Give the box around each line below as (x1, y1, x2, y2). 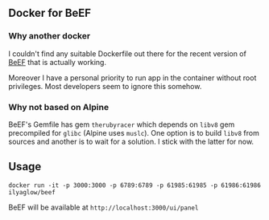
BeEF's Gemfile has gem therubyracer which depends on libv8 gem (8, 120, 235, 129)
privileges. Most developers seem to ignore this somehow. (8, 81, 202, 91)
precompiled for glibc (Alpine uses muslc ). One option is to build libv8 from (8, 128, 259, 137)
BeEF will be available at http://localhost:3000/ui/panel (8, 202, 199, 212)
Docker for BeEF (8, 6, 91, 20)
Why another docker (8, 31, 91, 42)
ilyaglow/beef (8, 188, 56, 196)
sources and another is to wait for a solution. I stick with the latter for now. (8, 136, 255, 146)
